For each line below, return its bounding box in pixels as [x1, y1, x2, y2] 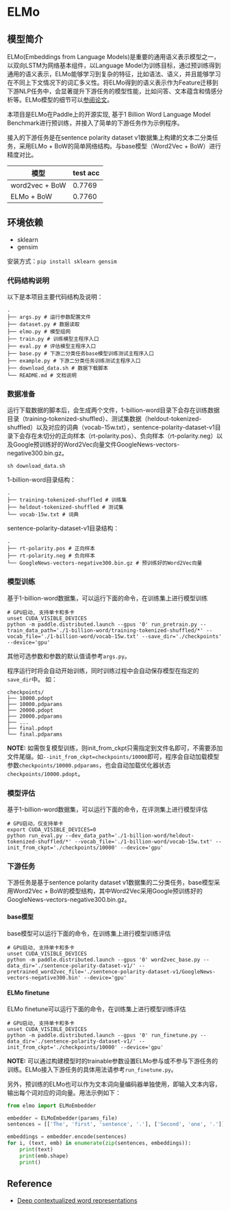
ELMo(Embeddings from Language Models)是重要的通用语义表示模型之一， [7, 53, 220, 60]
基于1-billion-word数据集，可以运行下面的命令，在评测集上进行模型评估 [7, 805, 208, 813]
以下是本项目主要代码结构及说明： [7, 293, 103, 301]
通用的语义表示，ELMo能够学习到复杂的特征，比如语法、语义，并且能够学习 [7, 70, 221, 78]
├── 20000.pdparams [7, 712, 63, 720]
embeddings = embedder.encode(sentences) [7, 1133, 127, 1140]
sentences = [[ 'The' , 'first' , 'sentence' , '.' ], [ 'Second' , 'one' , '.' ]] [7, 1121, 225, 1128]
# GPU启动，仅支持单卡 [7, 820, 64, 827]
